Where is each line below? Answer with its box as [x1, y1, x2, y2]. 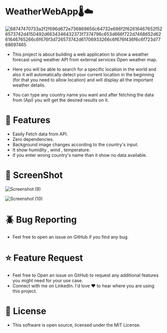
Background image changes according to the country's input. [12, 141, 139, 147]
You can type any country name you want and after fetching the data [12, 92, 154, 98]
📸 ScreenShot [5, 170, 63, 181]
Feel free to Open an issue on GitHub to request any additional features [12, 272, 159, 278]
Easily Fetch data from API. [12, 131, 68, 137]
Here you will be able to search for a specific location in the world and [12, 66, 157, 72]
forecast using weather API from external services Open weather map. [12, 56, 158, 62]
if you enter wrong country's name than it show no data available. [12, 152, 147, 158]
